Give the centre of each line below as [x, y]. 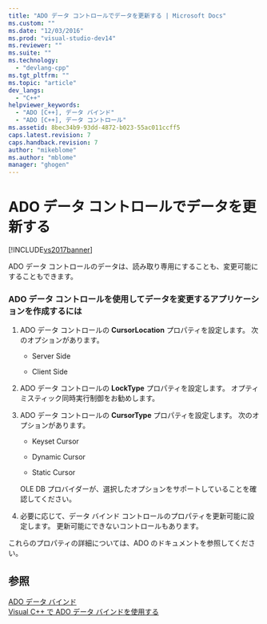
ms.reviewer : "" [35, 46]
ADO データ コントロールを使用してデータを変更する [109, 299]
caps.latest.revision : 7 [50, 135]
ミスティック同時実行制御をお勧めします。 [90, 399]
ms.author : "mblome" [43, 157]
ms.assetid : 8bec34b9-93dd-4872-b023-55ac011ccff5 [94, 128]
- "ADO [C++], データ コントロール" [71, 120]
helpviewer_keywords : [44, 105]
